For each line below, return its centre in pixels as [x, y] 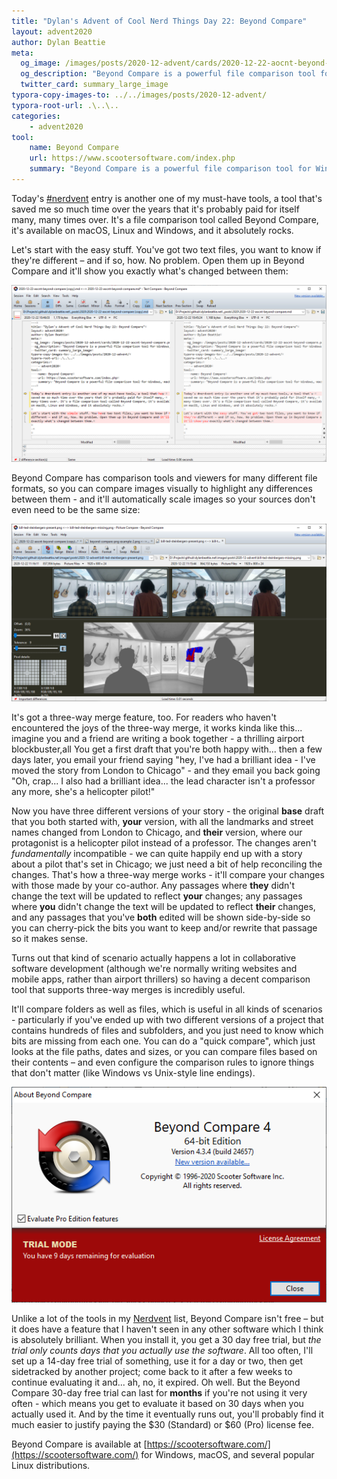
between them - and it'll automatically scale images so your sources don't [163, 499]
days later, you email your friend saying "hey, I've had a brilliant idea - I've [163, 759]
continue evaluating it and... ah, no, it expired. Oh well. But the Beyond [156, 1382]
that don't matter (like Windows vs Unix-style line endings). [133, 1072]
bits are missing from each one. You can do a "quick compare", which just [163, 1041]
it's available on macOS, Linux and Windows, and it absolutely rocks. [152, 230]
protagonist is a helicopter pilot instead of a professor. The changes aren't [164, 842]
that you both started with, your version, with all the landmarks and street [162, 821]
